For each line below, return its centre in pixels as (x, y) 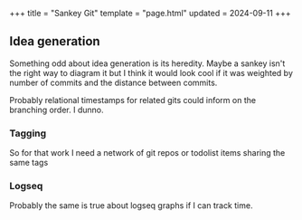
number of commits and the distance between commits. (113, 82)
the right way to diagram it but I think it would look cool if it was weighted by (151, 72)
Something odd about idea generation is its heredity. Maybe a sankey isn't (147, 63)
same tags (29, 163)
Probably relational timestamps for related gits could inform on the (132, 100)
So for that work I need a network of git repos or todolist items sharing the (147, 153)
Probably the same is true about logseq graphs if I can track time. (131, 206)
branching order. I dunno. (57, 110)
